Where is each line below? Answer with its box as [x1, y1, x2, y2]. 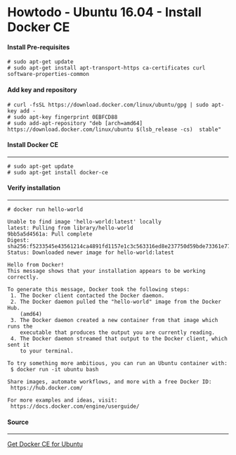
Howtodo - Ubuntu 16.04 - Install [7, 4, 202, 20]
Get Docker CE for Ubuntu [7, 440, 83, 449]
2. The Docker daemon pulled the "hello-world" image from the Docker [10, 298, 221, 305]
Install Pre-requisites [7, 43, 70, 51]
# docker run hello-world [7, 206, 83, 213]
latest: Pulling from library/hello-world [7, 224, 133, 231]
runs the [7, 323, 33, 330]
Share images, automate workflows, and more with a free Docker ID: [7, 378, 212, 385]
